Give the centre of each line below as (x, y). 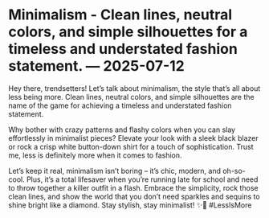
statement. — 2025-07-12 (96, 66)
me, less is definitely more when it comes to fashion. (95, 155)
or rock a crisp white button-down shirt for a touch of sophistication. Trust (131, 146)
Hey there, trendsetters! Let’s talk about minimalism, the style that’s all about (134, 88)
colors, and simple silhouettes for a (128, 32)
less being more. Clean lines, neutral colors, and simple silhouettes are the (131, 97)
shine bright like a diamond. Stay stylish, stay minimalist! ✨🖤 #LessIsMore (130, 205)
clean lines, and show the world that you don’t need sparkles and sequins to (134, 196)
